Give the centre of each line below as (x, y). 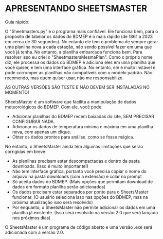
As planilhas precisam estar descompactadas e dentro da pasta (76, 161)
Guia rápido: (18, 22)
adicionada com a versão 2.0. (35, 232)
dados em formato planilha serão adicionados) (59, 187)
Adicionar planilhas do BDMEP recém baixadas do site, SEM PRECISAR (83, 116)
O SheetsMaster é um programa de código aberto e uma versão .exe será (79, 227)
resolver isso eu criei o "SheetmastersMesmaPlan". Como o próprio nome (79, 57)
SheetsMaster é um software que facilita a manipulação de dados (71, 102)
